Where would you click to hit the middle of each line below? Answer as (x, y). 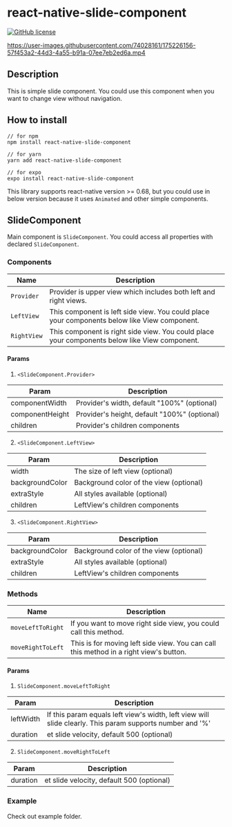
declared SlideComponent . (43, 244)
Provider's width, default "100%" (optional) (146, 402)
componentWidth (39, 402)
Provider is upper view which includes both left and (132, 292)
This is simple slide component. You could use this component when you (111, 91)
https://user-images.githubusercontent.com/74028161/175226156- (101, 45)
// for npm (23, 136)
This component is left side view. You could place (129, 311)
